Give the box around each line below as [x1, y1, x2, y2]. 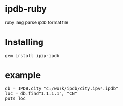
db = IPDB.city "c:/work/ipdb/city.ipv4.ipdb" [5, 85, 119, 91]
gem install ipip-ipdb [5, 53, 60, 58]
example [5, 70, 41, 81]
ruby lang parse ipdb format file [5, 20, 69, 25]
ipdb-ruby [5, 3, 47, 15]
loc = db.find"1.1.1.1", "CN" [5, 90, 78, 96]
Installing [5, 37, 44, 48]
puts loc [5, 95, 26, 101]
